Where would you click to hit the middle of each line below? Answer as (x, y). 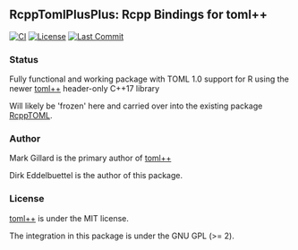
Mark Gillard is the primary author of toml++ (90, 158)
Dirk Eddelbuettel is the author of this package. (96, 176)
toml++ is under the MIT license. (69, 218)
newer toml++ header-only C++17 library (85, 89)
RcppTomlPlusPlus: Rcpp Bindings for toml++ (139, 15)
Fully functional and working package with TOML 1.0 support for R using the (149, 79)
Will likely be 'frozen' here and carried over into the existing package (136, 106)
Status (24, 59)
